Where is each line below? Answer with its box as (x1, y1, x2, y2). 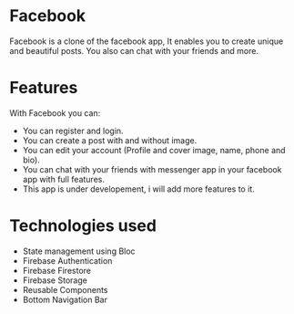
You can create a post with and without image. (22, 134, 198, 146)
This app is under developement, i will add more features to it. (22, 183, 255, 194)
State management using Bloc (22, 246, 136, 256)
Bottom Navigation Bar (22, 294, 107, 305)
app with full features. (22, 173, 105, 184)
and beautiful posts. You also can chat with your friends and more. (9, 45, 259, 56)
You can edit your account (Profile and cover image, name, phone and (22, 144, 286, 155)
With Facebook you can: (9, 107, 101, 119)
